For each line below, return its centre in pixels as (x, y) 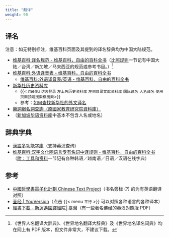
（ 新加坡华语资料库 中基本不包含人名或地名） (59, 115)
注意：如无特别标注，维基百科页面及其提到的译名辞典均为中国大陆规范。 (80, 49)
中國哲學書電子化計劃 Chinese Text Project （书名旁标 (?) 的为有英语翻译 (87, 189)
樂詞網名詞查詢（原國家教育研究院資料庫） (57, 108)
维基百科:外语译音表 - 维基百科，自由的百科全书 (62, 73)
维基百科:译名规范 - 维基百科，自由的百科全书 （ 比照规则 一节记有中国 (84, 60)
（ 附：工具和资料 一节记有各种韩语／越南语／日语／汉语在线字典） (81, 158)
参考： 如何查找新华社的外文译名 (53, 102)
